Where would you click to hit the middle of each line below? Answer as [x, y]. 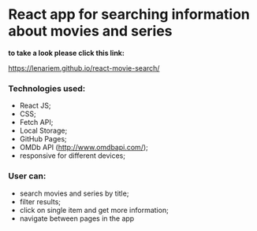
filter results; [40, 201]
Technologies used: [47, 88]
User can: [27, 176]
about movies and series [90, 31]
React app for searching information [129, 15]
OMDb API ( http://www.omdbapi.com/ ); [84, 148]
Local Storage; [43, 130]
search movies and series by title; [74, 193]
